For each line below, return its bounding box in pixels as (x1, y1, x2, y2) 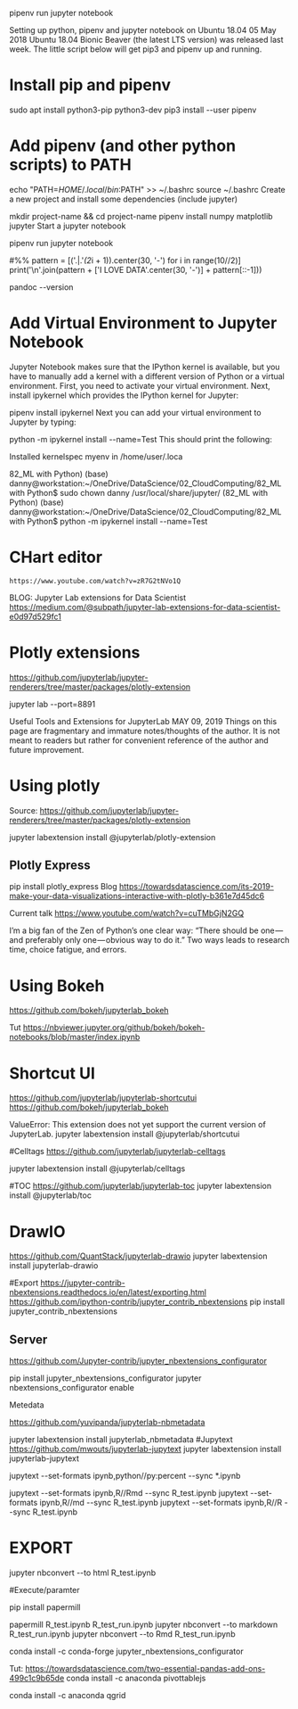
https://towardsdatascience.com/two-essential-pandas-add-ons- (25, 1664, 266, 1673)
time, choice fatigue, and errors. (9, 945, 127, 955)
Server (9, 1332, 48, 1347)
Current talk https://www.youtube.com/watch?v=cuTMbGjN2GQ (9, 908, 245, 919)
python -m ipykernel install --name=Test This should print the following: (9, 433, 273, 444)
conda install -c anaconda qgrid (9, 1690, 126, 1700)
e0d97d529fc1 (9, 611, 62, 622)
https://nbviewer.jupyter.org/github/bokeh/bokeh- (22, 1022, 205, 1033)
